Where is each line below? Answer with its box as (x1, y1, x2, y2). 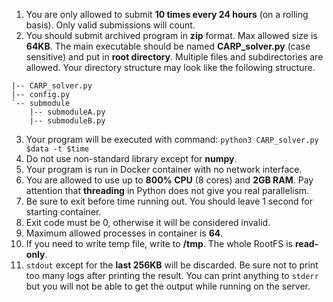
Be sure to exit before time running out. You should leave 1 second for (25, 195, 314, 207)
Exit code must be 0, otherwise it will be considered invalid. (25, 217, 271, 228)
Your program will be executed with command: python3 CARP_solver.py (25, 134, 319, 145)
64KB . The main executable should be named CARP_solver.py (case (25, 40, 311, 52)
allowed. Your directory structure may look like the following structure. (25, 62, 316, 73)
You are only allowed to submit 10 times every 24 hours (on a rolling (25, 9, 309, 20)
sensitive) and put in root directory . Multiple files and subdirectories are (25, 51, 324, 63)
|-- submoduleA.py (29, 107, 106, 117)
